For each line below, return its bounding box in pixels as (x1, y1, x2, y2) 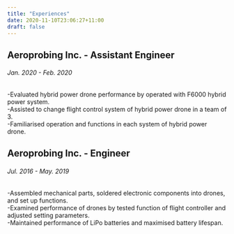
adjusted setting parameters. (7, 211, 90, 219)
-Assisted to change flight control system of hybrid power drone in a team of (7, 105, 227, 113)
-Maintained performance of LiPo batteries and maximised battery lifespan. (7, 218, 224, 227)
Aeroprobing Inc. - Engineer (7, 147, 130, 159)
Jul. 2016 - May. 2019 (7, 167, 70, 175)
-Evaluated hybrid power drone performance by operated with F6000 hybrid (7, 90, 226, 98)
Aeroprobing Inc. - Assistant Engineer (7, 49, 175, 61)
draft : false (7, 23, 45, 30)
